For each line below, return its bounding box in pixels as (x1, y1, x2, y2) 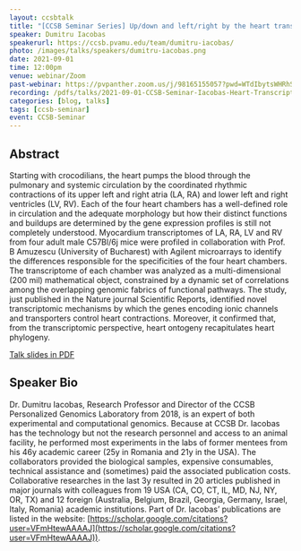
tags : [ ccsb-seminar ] (9, 105, 90, 114)
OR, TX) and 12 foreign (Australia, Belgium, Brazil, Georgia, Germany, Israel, (9, 494, 288, 504)
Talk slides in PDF (9, 349, 75, 359)
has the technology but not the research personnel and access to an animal (9, 427, 288, 438)
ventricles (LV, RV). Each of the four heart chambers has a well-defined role (9, 198, 288, 209)
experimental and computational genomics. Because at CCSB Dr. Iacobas (9, 418, 280, 428)
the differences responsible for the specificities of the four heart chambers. (9, 255, 288, 266)
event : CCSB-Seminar (9, 113, 87, 122)
